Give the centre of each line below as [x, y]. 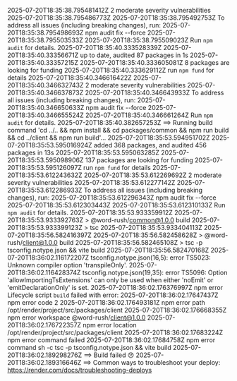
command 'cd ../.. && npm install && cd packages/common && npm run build [118, 130]
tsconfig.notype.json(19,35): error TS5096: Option [155, 272]
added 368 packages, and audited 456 [150, 145]
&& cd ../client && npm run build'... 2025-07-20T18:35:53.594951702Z [109, 138]
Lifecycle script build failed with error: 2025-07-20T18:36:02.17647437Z [113, 295]
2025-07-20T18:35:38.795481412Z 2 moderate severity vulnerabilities [109, 10]
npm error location [110, 325]
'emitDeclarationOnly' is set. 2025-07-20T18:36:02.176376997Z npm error [115, 288]
